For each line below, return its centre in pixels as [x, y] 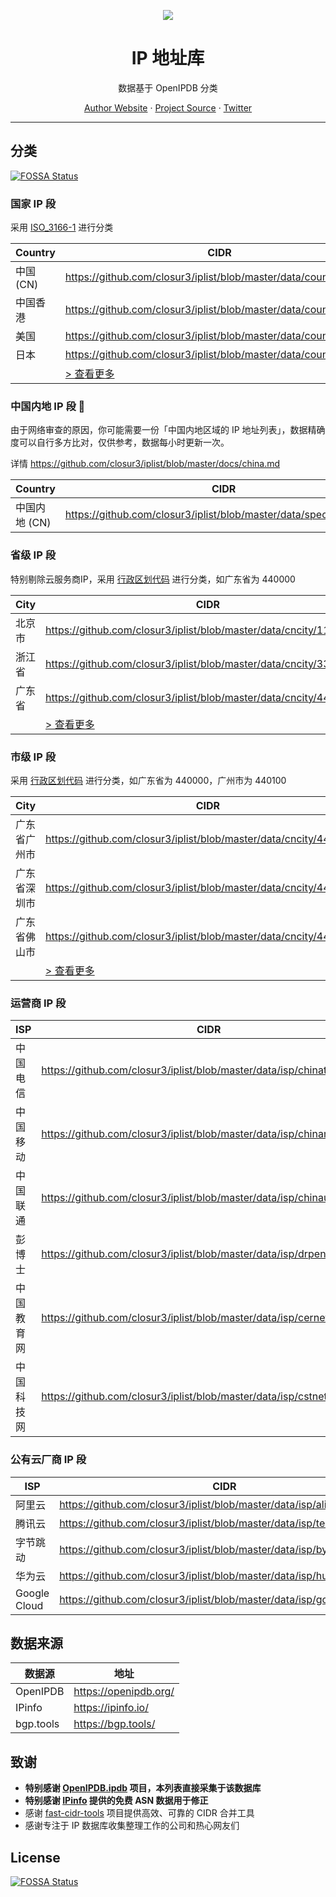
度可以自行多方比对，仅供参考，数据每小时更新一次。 [120, 442]
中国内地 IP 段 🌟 [48, 406]
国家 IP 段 [33, 203]
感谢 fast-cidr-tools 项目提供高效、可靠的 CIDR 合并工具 [139, 1813]
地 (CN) [33, 523]
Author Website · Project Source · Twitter [168, 107]
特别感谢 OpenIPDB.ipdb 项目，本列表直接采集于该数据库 [143, 1788]
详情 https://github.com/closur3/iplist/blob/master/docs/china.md [145, 464]
